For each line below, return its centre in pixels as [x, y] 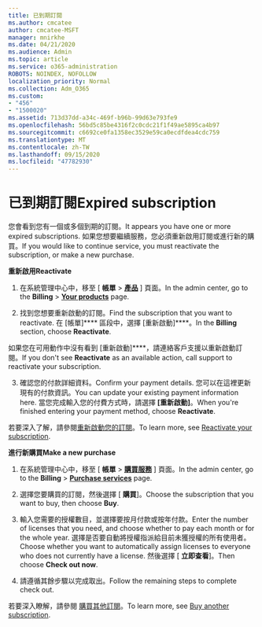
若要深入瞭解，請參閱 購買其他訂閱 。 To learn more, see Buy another [119, 606]
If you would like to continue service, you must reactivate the [121, 246]
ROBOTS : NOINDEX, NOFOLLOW [52, 74]
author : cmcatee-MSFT [44, 30]
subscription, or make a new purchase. [71, 255]
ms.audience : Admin [40, 52]
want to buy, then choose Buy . [69, 503]
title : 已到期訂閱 [35, 15]
